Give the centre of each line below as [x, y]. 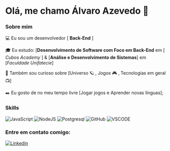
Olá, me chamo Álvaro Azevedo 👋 [77, 11]
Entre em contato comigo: [38, 132]
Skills [12, 108]
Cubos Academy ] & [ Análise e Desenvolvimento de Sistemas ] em [76, 57]
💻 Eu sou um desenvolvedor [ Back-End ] [49, 38]
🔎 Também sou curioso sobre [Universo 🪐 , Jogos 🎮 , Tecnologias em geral [86, 73]
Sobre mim [19, 27]
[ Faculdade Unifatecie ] [30, 63]
